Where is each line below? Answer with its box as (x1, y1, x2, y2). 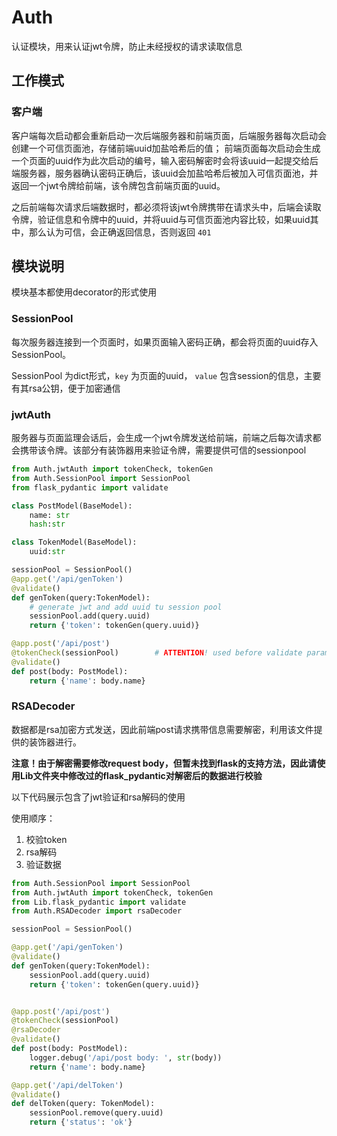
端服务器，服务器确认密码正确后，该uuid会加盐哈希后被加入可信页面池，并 (11, 167, 319, 179)
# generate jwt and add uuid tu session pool (29, 602, 223, 612)
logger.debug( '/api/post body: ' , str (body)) (29, 1052, 223, 1063)
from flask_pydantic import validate (11, 482, 169, 493)
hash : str (29, 519, 66, 530)
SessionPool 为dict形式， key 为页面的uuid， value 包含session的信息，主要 (11, 369, 322, 381)
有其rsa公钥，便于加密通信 (11, 382, 121, 394)
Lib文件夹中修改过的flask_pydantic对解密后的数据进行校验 (19, 769, 263, 781)
